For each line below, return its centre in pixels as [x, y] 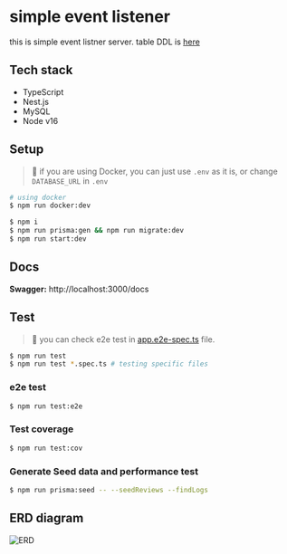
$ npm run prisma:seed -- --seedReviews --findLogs [109, 490]
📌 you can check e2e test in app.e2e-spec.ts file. [123, 339]
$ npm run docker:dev [50, 205]
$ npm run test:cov [46, 448]
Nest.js [36, 101]
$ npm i [24, 222]
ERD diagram [47, 518]
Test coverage [42, 429]
